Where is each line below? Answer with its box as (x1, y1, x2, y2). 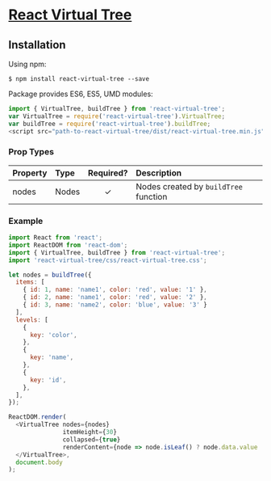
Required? (87, 167, 128, 179)
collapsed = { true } (62, 435, 121, 444)
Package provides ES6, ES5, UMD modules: (8, 89, 153, 99)
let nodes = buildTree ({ (8, 271, 92, 279)
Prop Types (8, 146, 55, 158)
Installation (8, 38, 66, 52)
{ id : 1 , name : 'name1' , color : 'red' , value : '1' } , (23, 285, 207, 294)
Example (8, 215, 44, 226)
